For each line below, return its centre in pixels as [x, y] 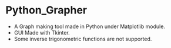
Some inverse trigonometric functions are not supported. [83, 39]
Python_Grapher [46, 10]
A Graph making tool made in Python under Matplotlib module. [90, 26]
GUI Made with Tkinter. [42, 32]
